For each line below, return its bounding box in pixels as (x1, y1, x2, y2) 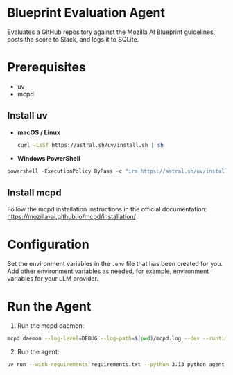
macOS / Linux (17, 128, 61, 137)
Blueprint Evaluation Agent (7, 5, 165, 21)
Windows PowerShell (17, 154, 81, 162)
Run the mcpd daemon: (17, 322, 85, 330)
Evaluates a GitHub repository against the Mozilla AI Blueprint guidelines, (7, 28, 216, 36)
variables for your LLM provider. (7, 274, 99, 283)
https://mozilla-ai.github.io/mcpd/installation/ (7, 213, 137, 221)
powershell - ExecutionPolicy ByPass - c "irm (7, 168, 138, 175)
